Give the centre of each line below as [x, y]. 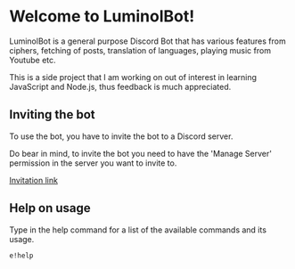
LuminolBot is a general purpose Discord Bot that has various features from [148, 41]
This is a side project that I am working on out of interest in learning [133, 77]
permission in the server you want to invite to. [93, 163]
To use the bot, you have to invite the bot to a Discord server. [121, 136]
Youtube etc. [33, 60]
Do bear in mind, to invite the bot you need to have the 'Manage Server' [140, 153]
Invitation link [33, 180]
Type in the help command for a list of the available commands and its [138, 230]
